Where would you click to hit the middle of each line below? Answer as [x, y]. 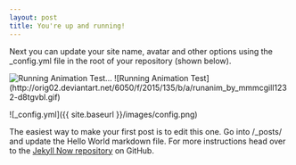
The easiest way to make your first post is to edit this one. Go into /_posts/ [146, 131]
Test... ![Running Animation [139, 78]
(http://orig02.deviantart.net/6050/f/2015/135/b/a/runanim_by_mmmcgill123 [148, 87]
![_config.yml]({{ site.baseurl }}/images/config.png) [103, 114]
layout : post [33, 17]
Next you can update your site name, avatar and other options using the [141, 51]
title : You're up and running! [67, 26]
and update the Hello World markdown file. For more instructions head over [148, 141]
